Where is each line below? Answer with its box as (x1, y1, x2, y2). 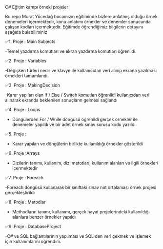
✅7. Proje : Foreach (5, 175, 44, 180)
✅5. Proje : (5, 131, 27, 137)
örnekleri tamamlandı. (5, 73, 49, 79)
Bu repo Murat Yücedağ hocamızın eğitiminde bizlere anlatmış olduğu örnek (5, 14, 158, 19)
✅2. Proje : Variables (5, 58, 47, 63)
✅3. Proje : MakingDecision (5, 83, 60, 88)
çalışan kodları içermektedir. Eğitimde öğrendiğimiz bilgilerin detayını (5, 24, 143, 30)
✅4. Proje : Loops (5, 107, 41, 112)
